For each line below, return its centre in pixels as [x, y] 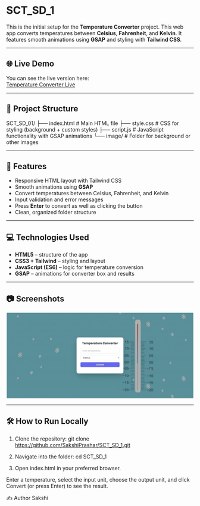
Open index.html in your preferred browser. [68, 468]
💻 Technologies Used [48, 237]
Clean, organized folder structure [55, 213]
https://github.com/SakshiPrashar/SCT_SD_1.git [73, 445]
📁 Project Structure [42, 109]
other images [22, 142]
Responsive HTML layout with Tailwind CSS [68, 181]
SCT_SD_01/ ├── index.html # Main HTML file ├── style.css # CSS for [93, 123]
